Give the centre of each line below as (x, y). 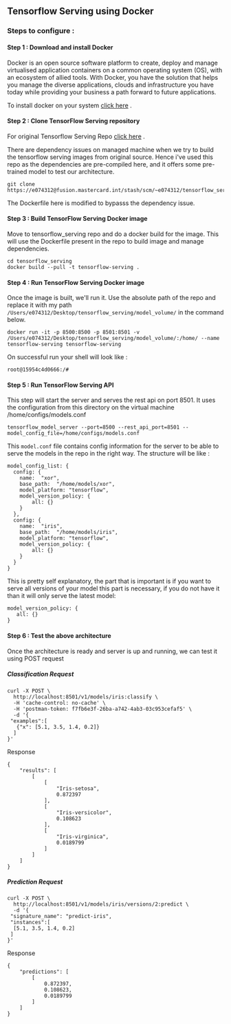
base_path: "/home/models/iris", (69, 533)
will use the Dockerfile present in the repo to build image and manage (106, 241)
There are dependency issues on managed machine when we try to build (111, 149)
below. (16, 320)
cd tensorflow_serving (40, 261)
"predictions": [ (44, 972)
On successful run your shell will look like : (67, 357)
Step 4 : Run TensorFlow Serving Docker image (76, 282)
